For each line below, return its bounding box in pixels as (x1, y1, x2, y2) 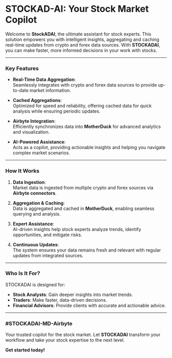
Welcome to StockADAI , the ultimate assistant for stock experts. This (5, 31, 152, 37)
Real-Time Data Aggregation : (12, 76, 76, 82)
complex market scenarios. (12, 150, 70, 156)
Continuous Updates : (12, 241, 59, 247)
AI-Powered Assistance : (12, 139, 66, 145)
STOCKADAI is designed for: (5, 281, 66, 287)
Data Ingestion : (12, 179, 46, 185)
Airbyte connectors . (12, 190, 57, 196)
